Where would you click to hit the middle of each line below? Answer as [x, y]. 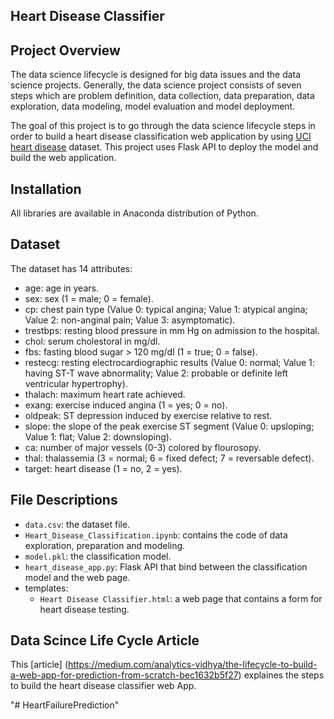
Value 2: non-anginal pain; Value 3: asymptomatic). [130, 320]
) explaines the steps [281, 675]
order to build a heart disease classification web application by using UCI [161, 136]
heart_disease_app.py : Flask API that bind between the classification [166, 566]
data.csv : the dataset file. [77, 524]
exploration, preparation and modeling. [105, 545]
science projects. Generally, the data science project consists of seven [156, 85]
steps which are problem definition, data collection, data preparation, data [162, 96]
